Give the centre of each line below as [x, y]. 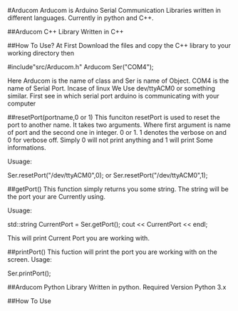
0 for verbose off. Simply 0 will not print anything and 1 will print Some [110, 140]
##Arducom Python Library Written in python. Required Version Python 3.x [117, 287]
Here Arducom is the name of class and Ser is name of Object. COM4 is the [118, 81]
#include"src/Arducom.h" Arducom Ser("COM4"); [81, 67]
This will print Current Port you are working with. [78, 238]
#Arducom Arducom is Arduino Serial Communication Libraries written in [114, 10]
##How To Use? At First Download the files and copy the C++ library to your [119, 45]
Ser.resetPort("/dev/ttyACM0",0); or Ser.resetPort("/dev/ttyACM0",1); [108, 175]
